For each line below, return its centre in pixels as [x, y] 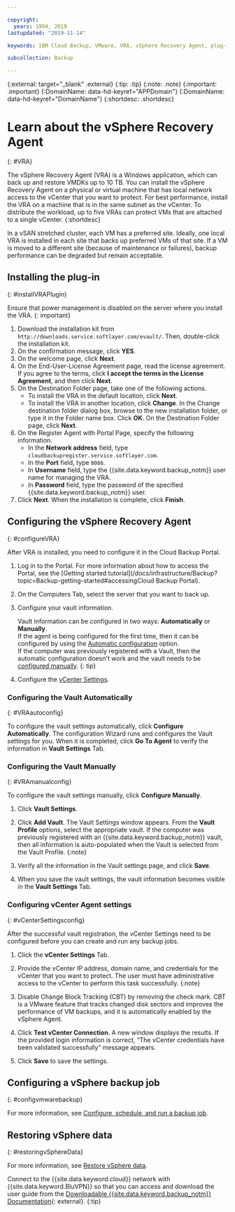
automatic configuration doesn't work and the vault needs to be [109, 658]
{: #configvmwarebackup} [45, 1099]
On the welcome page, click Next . [66, 358]
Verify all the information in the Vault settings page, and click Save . [114, 866]
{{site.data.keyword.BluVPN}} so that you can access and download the [111, 1187]
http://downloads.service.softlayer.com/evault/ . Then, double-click [119, 336]
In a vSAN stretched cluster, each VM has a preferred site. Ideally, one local [116, 233]
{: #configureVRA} [34, 539]
